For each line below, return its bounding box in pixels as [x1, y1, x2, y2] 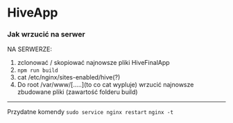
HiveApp [7, 5, 58, 21]
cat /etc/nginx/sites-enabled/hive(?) [17, 73, 121, 82]
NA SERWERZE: [7, 45, 53, 53]
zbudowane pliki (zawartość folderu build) [17, 88, 138, 96]
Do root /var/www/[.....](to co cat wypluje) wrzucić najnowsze [17, 81, 194, 89]
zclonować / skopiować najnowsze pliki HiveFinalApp [17, 59, 170, 67]
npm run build [17, 67, 58, 74]
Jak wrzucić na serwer [7, 30, 85, 39]
